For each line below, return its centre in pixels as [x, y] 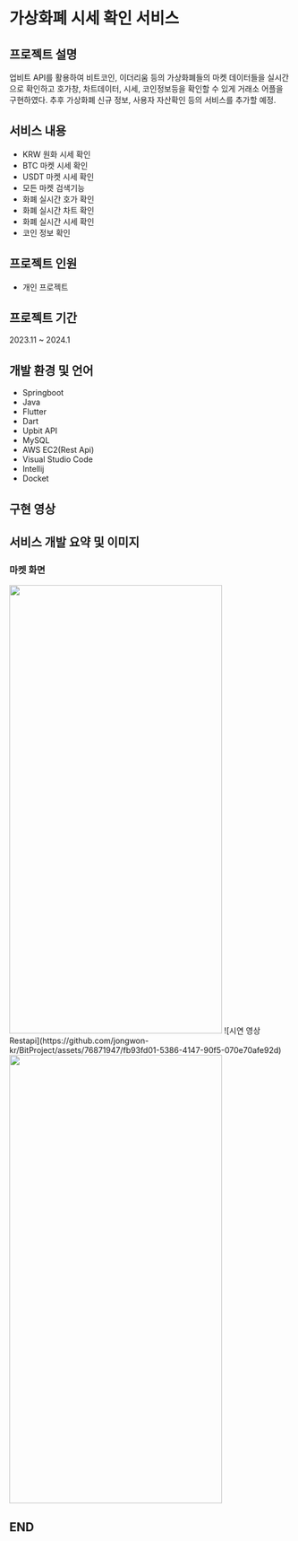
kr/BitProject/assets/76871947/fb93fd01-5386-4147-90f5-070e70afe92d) [145, 1050]
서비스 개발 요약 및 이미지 [75, 542]
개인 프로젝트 [45, 287]
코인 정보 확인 [46, 232]
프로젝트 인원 [43, 264]
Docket [35, 479]
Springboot [43, 393]
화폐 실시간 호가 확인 [58, 199]
